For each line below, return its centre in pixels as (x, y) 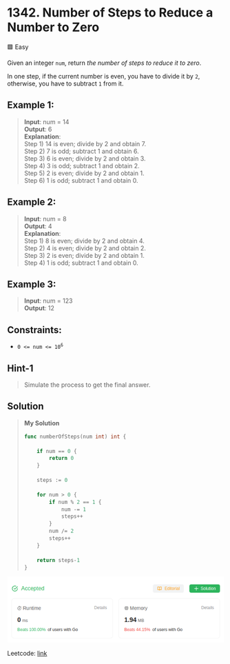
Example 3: (32, 284)
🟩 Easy (18, 47)
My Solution (42, 423)
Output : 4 (38, 226)
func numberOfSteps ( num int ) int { (75, 436)
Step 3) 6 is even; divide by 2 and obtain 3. (85, 158)
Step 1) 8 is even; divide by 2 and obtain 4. (84, 241)
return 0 (62, 459)
